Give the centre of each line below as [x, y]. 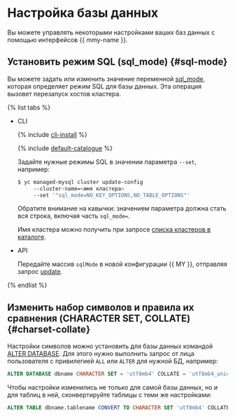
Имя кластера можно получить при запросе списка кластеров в [114, 230]
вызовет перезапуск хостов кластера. [64, 93]
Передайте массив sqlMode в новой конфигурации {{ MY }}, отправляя [122, 264]
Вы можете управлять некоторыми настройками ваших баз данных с [111, 32]
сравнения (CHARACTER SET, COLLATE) [99, 318]
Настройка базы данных [83, 13]
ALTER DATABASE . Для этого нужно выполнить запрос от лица [101, 354]
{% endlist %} [27, 285]
